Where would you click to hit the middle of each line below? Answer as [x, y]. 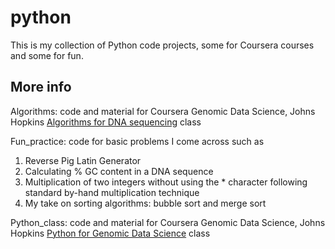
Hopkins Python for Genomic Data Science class [110, 233]
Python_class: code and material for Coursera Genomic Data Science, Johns [168, 222]
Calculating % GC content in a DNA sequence [119, 171]
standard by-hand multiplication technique [112, 192]
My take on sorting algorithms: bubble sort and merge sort [145, 203]
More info [41, 87]
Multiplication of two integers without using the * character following [166, 182]
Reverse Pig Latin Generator [83, 160]
